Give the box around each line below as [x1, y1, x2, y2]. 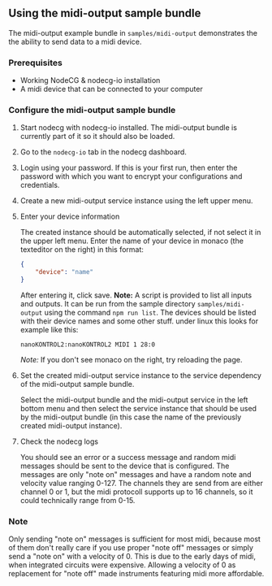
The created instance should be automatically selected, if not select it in [19, 228, 261, 237]
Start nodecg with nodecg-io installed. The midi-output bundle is [19, 123, 238, 132]
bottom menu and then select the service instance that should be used [19, 404, 257, 414]
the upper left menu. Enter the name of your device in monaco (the [19, 236, 244, 246]
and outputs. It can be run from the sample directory [19, 299, 196, 309]
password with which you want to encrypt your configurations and [19, 171, 243, 181]
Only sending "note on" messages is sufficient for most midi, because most [8, 534, 261, 544]
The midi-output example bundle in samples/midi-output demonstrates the [8, 28, 258, 37]
